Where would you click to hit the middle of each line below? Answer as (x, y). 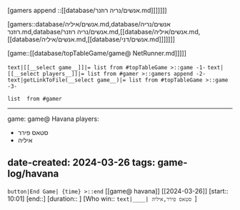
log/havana (33, 174)
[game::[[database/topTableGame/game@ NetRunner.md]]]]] (97, 53)
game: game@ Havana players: (54, 119)
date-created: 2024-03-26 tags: (81, 162)
